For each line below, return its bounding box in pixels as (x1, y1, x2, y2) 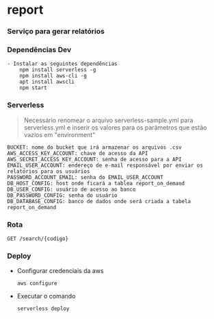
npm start (19, 84, 48, 91)
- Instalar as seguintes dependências (7, 60, 118, 67)
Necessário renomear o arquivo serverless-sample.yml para (23, 116, 193, 124)
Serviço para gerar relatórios (7, 27, 105, 36)
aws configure (16, 280, 57, 287)
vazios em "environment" (23, 130, 96, 139)
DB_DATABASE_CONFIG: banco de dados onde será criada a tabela (7, 198, 191, 204)
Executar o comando (16, 292, 76, 300)
